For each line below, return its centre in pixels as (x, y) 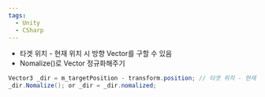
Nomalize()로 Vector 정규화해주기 (72, 63)
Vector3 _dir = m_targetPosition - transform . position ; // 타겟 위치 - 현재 (132, 78)
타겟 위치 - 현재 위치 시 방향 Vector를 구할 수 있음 (95, 54)
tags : (17, 15)
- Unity (28, 23)
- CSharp (30, 30)
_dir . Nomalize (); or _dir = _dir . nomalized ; (82, 86)
